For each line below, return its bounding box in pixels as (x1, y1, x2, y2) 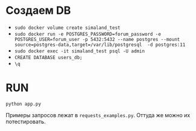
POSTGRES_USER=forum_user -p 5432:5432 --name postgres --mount (14, 36, 180, 42)
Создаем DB (5, 4, 71, 18)
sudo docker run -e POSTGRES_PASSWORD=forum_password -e (14, 31, 162, 37)
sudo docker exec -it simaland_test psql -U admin (14, 48, 145, 54)
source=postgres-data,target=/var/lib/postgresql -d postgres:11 (14, 42, 186, 48)
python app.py (5, 101, 42, 107)
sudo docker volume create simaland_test (14, 25, 120, 31)
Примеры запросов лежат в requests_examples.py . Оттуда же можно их (5, 111, 191, 118)
